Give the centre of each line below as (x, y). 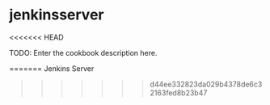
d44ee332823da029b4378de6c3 (206, 84)
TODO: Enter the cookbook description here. (83, 52)
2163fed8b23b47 (179, 92)
